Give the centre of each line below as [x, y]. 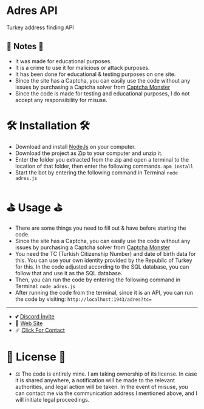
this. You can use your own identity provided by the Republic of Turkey [104, 260]
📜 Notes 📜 [25, 46]
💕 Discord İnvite [35, 316]
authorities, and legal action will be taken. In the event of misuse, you [101, 387]
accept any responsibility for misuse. [61, 100]
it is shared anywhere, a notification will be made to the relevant [95, 380]
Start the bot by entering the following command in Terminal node [96, 172]
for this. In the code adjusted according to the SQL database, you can [102, 266]
